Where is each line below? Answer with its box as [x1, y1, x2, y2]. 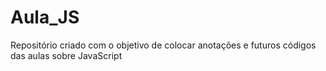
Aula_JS [10, 6, 80, 29]
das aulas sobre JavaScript [10, 49, 123, 61]
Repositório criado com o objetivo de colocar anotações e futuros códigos [10, 39, 317, 51]
